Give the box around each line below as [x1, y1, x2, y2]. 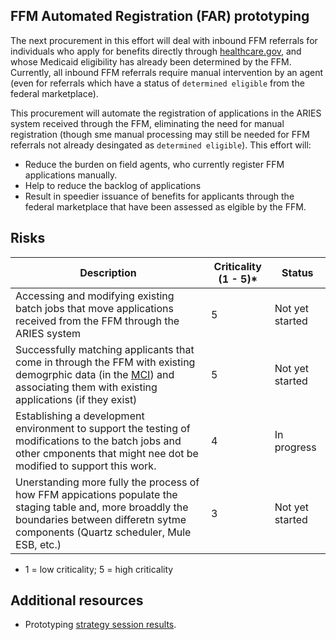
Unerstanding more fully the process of [15, 475, 200, 489]
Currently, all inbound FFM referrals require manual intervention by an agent [10, 66, 324, 78]
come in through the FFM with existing [15, 355, 196, 369]
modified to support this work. [15, 459, 157, 473]
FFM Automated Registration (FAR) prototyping [10, 8, 310, 25]
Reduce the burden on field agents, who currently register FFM [24, 158, 285, 170]
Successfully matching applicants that [15, 342, 195, 356]
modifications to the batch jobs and [15, 434, 182, 448]
